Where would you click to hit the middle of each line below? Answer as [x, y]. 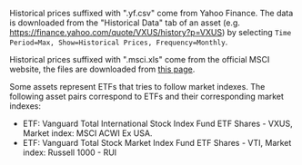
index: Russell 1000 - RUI [70, 152]
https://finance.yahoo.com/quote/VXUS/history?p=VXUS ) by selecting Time [151, 32]
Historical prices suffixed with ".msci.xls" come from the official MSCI [140, 59]
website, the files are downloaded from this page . [102, 69]
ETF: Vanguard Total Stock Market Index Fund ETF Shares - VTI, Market [157, 143]
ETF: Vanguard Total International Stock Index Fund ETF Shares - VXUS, [157, 123]
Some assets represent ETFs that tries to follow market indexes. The [137, 87]
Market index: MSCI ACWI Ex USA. [87, 133]
